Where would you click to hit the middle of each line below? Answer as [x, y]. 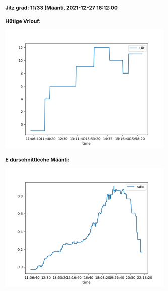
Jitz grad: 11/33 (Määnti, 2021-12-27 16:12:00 [62, 8]
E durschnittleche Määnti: [37, 160]
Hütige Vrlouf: [23, 21]
